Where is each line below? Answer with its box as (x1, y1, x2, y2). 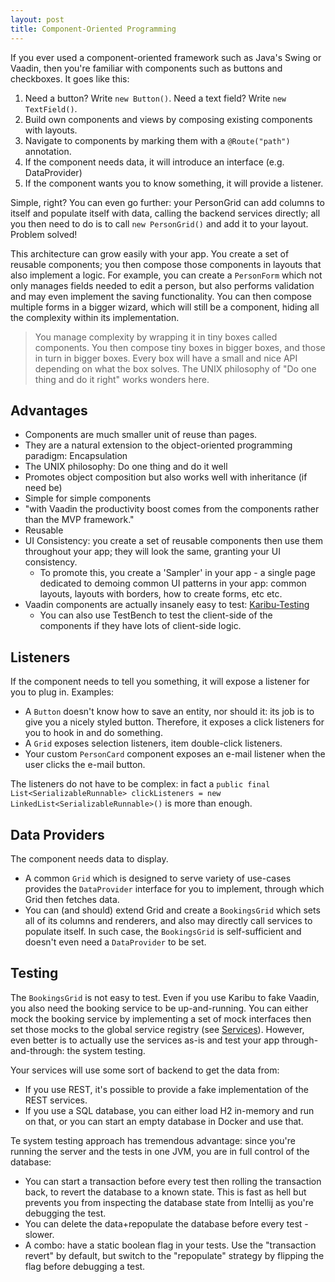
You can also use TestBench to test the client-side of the (39, 609, 273, 621)
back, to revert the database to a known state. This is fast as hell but (24, 1186, 307, 1198)
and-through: (10, 1044, 65, 1056)
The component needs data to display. (10, 852, 169, 865)
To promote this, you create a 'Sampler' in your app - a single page (39, 567, 316, 579)
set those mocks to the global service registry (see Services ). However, (10, 1023, 305, 1035)
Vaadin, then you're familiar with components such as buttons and (10, 62, 283, 74)
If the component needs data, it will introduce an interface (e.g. (24, 156, 285, 168)
